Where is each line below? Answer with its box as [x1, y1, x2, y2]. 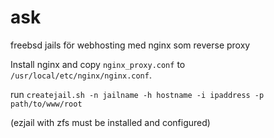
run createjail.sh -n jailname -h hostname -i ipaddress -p [10, 88, 265, 100]
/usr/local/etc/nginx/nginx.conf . [10, 69, 152, 81]
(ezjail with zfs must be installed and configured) [10, 116, 211, 128]
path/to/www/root [10, 99, 83, 109]
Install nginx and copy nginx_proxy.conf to [10, 58, 186, 70]
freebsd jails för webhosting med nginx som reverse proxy [10, 39, 251, 51]
